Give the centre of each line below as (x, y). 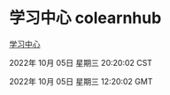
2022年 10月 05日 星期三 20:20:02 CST (81, 62)
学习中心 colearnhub (85, 18)
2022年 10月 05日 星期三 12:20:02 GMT (81, 81)
